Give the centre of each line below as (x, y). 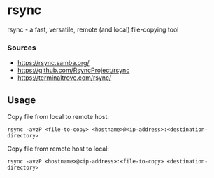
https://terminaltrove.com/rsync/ (64, 78)
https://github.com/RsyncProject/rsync (73, 70)
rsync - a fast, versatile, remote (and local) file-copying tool (93, 29)
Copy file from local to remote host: (58, 117)
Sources (22, 48)
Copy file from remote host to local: (58, 149)
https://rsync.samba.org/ (53, 63)
